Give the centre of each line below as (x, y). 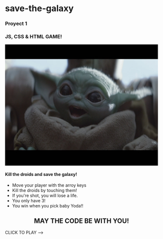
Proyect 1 (16, 24)
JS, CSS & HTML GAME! (33, 37)
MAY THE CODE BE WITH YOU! (81, 221)
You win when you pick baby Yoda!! (48, 206)
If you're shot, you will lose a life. (45, 195)
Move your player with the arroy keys (49, 185)
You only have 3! (29, 200)
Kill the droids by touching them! (44, 190)
